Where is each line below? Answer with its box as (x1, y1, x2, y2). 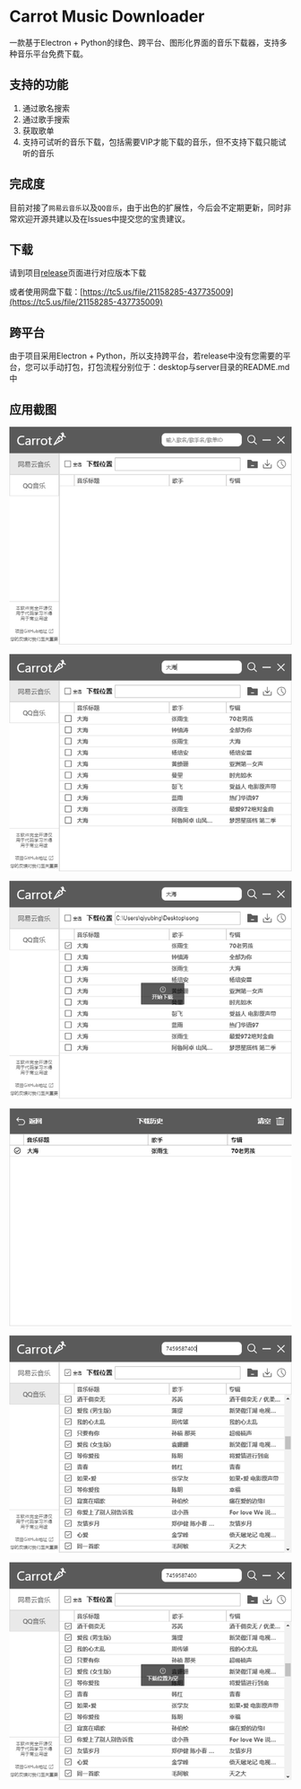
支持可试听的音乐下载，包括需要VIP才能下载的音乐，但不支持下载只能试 (21, 137, 287, 147)
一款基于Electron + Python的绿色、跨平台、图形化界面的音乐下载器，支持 (9, 37, 279, 48)
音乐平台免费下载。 (16, 48, 88, 59)
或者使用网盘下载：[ (9, 286, 83, 297)
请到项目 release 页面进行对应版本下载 (9, 268, 147, 278)
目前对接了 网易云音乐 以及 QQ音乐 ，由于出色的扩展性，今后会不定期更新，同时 (9, 202, 284, 213)
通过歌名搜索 (21, 102, 70, 113)
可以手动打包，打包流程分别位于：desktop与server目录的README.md (32, 362, 290, 373)
